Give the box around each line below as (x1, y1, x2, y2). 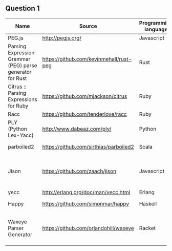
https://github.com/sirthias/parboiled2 (42, 143, 135, 150)
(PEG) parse (8, 61, 37, 69)
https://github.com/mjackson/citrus (42, 92, 127, 99)
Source (79, 23, 97, 30)
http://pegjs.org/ (42, 34, 82, 41)
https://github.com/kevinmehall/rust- (42, 55, 132, 62)
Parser (8, 224, 24, 232)
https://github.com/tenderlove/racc (42, 110, 127, 117)
